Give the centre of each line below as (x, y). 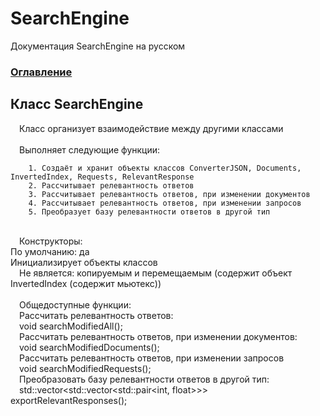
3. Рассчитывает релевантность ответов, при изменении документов (169, 194)
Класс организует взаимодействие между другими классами (151, 128)
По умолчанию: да (50, 251)
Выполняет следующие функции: (90, 149)
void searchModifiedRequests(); (85, 368)
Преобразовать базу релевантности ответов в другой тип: (144, 379)
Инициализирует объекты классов (84, 262)
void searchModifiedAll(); (71, 326)
